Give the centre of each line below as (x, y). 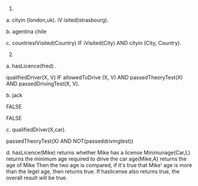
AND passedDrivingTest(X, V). (43, 84)
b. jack (14, 95)
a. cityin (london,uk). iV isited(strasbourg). (57, 20)
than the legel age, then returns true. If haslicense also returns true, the (93, 171)
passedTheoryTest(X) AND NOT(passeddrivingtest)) (70, 141)
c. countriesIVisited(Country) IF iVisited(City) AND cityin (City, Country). (94, 43)
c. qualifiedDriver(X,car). (36, 129)
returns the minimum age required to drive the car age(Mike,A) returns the (97, 159)
